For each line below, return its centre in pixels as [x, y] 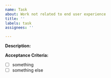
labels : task [18, 23]
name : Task [16, 10]
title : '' [15, 19]
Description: [18, 46]
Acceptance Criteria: [27, 55]
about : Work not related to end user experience [55, 14]
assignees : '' [20, 28]
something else [28, 70]
